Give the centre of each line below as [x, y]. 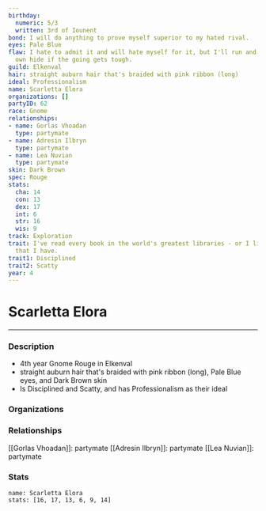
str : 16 [28, 221]
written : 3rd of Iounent [56, 30]
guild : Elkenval [35, 67]
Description [31, 346]
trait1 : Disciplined [42, 258]
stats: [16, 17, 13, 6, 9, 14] [60, 500]
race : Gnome [28, 112]
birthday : [25, 15]
